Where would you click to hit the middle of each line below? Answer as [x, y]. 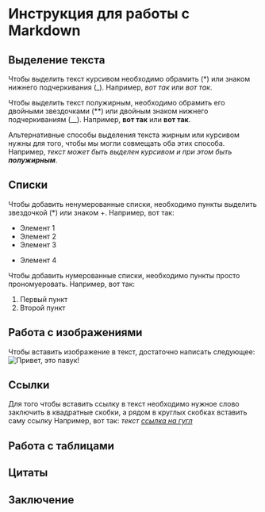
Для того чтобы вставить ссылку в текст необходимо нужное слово [124, 404]
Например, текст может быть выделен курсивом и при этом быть [120, 152]
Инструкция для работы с [99, 14]
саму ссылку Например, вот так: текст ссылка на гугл [100, 421]
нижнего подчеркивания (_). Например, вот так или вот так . [110, 87]
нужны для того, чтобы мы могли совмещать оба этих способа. [117, 143]
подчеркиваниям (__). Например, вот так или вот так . [100, 119]
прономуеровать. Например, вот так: [72, 284]
